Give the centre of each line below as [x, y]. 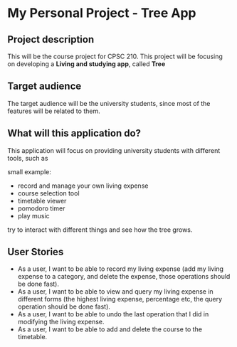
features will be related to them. [54, 111]
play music [33, 215]
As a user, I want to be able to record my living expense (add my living [121, 269]
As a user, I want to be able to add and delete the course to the [110, 329]
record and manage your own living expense [83, 186]
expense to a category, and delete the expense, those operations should [124, 277]
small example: [30, 171]
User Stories [36, 252]
